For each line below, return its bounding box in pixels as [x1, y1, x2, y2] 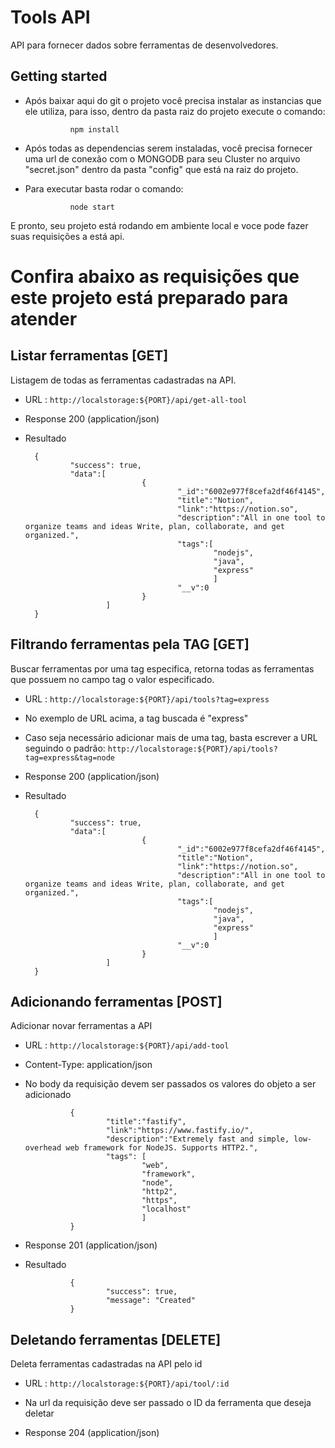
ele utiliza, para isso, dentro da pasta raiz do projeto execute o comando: [24, 105, 326, 117]
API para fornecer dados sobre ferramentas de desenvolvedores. [10, 39, 279, 51]
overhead [24, 1143, 62, 1153]
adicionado [24, 1089, 72, 1101]
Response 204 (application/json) [24, 1427, 160, 1439]
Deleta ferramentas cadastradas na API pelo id [10, 1358, 203, 1370]
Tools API [10, 6, 91, 29]
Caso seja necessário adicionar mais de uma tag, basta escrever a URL [24, 731, 318, 743]
